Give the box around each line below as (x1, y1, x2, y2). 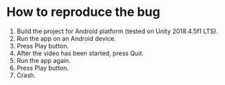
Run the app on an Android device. (16, 34, 116, 42)
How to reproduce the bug (6, 4, 160, 20)
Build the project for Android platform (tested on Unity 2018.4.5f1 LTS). (16, 27, 218, 35)
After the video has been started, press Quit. (16, 49, 144, 57)
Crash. (16, 70, 36, 79)
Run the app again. (16, 56, 71, 64)
